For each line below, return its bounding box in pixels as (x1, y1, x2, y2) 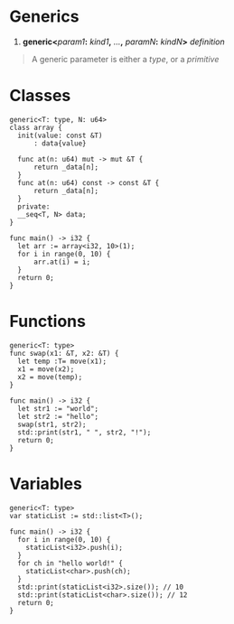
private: (17, 201, 51, 211)
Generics (9, 6, 80, 27)
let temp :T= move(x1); (17, 357, 107, 366)
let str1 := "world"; (17, 404, 99, 413)
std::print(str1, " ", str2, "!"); (17, 427, 152, 437)
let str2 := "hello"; (17, 412, 99, 421)
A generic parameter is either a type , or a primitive (31, 53, 220, 64)
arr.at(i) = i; (33, 257, 91, 266)
